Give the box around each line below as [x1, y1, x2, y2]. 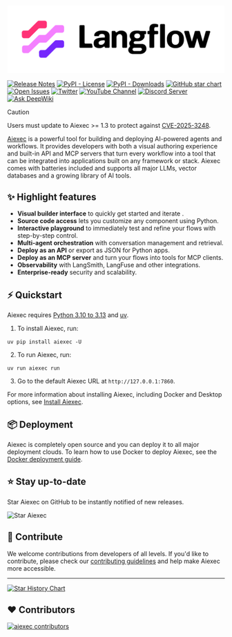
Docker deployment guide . [7, 455, 83, 463]
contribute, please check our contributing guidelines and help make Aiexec [7, 557, 221, 565]
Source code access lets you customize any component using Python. [17, 217, 219, 225]
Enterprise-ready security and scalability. [17, 268, 137, 276]
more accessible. [7, 564, 57, 572]
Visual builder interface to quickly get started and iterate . [17, 209, 184, 218]
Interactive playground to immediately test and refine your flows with [17, 224, 216, 233]
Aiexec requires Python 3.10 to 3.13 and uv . [7, 311, 129, 319]
